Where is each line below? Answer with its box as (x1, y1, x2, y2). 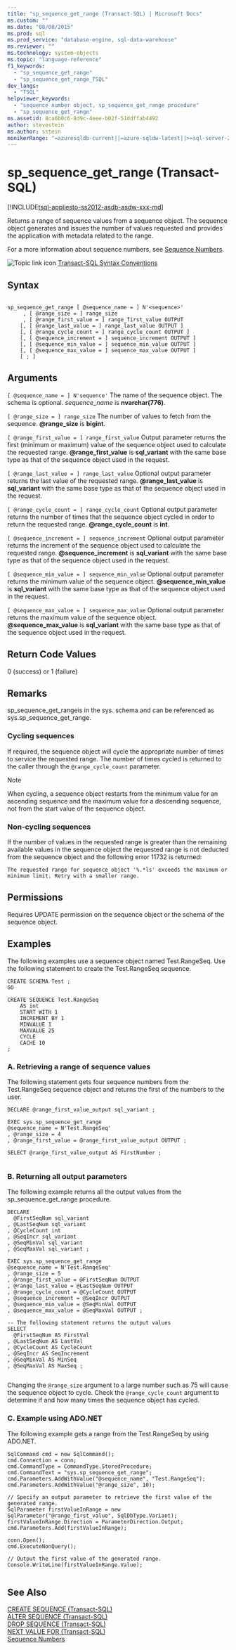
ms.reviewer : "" (7, 43, 55, 50)
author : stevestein (7, 121, 65, 129)
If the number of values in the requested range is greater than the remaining (7, 838, 227, 846)
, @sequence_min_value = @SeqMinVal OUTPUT (7, 1301, 137, 1308)
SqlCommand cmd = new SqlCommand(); (7, 1450, 114, 1457)
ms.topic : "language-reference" (7, 56, 102, 63)
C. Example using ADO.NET (7, 1414, 103, 1424)
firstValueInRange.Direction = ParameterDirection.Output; (7, 1518, 184, 1526)
